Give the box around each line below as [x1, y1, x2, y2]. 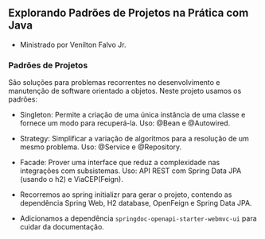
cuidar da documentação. [19, 222, 105, 232]
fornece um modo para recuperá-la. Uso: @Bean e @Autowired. [19, 118, 231, 128]
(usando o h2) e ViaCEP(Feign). [19, 175, 123, 184]
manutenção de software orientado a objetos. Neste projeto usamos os [8, 87, 242, 96]
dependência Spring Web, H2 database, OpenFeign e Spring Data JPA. [19, 199, 252, 208]
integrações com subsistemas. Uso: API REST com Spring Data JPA [19, 166, 242, 175]
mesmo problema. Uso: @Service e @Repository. [19, 142, 182, 152]
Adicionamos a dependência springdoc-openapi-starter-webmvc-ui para [19, 214, 257, 223]
